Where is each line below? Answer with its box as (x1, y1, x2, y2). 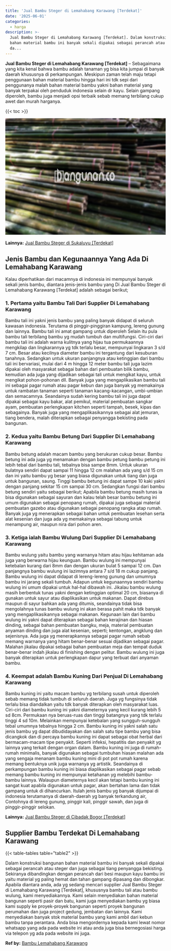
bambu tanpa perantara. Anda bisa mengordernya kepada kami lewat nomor (5, 919, 165, 926)
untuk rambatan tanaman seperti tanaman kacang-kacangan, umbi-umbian (5, 388, 163, 394)
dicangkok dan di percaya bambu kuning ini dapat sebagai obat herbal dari (5, 734, 162, 740)
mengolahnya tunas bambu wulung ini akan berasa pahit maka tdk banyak (5, 606, 161, 612)
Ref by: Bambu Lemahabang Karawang (5, 940, 88, 946)
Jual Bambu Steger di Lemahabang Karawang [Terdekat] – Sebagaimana (5, 60, 161, 66)
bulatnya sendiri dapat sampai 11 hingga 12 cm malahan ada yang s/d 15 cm (5, 467, 163, 473)
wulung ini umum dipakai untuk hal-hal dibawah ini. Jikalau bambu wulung (5, 584, 161, 590)
